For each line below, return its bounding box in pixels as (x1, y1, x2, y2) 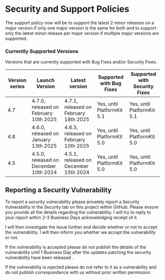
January (31, 137, 51, 143)
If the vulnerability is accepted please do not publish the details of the (5, 244, 146, 250)
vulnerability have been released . (5, 255, 74, 261)
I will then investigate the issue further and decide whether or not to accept (5, 224, 158, 230)
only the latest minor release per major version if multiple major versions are (5, 30, 159, 36)
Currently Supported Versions (5, 48, 79, 55)
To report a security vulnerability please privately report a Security (5, 199, 140, 205)
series (9, 83, 25, 90)
